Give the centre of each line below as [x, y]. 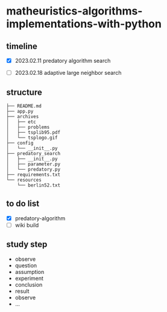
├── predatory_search [33, 153]
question [26, 265]
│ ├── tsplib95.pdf [33, 132]
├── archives [23, 116]
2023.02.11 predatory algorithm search [63, 61]
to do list [23, 204]
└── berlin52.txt [39, 185]
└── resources [24, 180]
